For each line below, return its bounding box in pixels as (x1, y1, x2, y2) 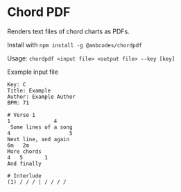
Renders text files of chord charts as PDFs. (7, 27, 130, 35)
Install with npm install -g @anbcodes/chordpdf (7, 40, 142, 49)
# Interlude (7, 172, 42, 179)
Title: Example (7, 87, 51, 94)
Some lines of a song (10, 123, 73, 131)
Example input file (7, 67, 59, 76)
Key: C (7, 81, 26, 88)
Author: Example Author (7, 93, 76, 100)
